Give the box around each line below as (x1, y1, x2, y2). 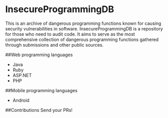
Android (12, 97, 29, 103)
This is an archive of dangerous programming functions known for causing (5, 20, 161, 26)
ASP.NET (12, 72, 32, 78)
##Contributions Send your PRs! (5, 107, 73, 113)
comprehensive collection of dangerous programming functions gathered (5, 36, 159, 43)
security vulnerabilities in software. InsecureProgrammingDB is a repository (5, 25, 163, 31)
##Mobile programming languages (5, 87, 78, 93)
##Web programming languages (5, 52, 73, 58)
